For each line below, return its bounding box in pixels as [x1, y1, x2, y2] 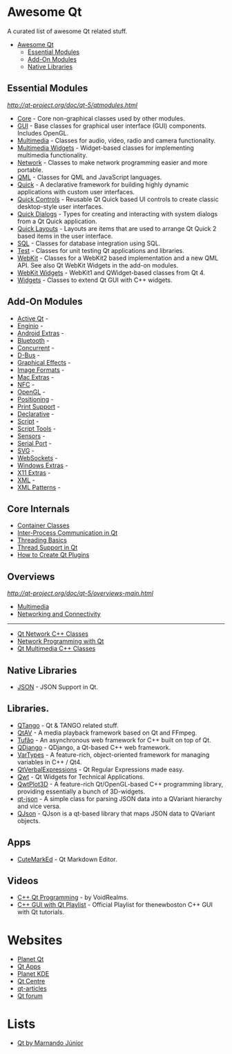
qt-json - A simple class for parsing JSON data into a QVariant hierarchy [17, 794, 222, 802]
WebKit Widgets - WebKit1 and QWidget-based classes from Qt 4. [17, 268, 206, 276]
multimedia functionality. [17, 151, 88, 159]
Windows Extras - [17, 461, 68, 469]
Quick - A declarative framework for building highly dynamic [17, 180, 189, 189]
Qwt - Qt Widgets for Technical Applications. [17, 772, 145, 781]
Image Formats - [17, 366, 65, 374]
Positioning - [17, 395, 54, 403]
